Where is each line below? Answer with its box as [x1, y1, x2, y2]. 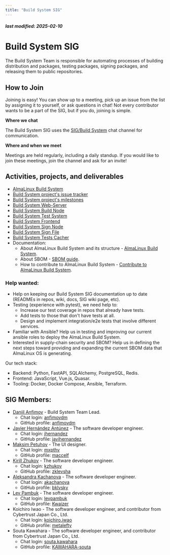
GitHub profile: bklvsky [20, 484, 69, 491]
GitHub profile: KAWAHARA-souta [20, 544, 91, 550]
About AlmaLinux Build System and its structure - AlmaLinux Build [20, 245, 158, 251]
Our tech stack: [5, 360, 38, 366]
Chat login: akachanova [20, 479, 70, 485]
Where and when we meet [5, 142, 62, 148]
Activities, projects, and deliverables [5, 172, 124, 181]
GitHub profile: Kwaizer [20, 501, 69, 507]
